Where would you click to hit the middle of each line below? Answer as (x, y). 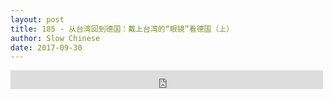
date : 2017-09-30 (46, 47)
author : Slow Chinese (55, 38)
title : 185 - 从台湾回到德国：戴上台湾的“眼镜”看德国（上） (122, 29)
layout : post (37, 19)
